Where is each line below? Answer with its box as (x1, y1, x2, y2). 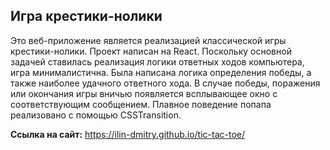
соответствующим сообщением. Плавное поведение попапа (10, 98, 272, 110)
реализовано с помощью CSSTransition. (10, 109, 182, 121)
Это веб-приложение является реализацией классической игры (10, 34, 287, 46)
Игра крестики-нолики (10, 8, 163, 25)
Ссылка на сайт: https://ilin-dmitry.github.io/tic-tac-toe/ (10, 128, 245, 140)
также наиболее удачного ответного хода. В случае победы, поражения (10, 77, 321, 89)
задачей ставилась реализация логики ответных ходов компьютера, (10, 55, 305, 68)
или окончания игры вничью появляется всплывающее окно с (10, 87, 278, 99)
